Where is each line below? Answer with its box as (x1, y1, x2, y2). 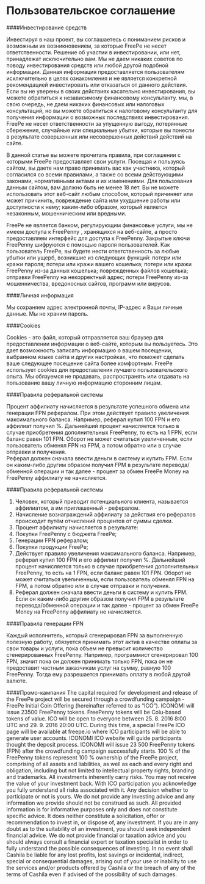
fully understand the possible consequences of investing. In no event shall (6, 844, 193, 852)
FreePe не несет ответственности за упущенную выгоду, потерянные (6, 120, 188, 127)
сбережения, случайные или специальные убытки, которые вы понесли (6, 126, 195, 134)
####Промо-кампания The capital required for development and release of (6, 689, 198, 696)
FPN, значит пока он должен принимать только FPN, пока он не (6, 658, 173, 665)
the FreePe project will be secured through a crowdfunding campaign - (6, 695, 185, 703)
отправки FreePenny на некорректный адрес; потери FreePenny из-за (6, 273, 189, 281)
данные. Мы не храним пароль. (6, 310, 89, 317)
